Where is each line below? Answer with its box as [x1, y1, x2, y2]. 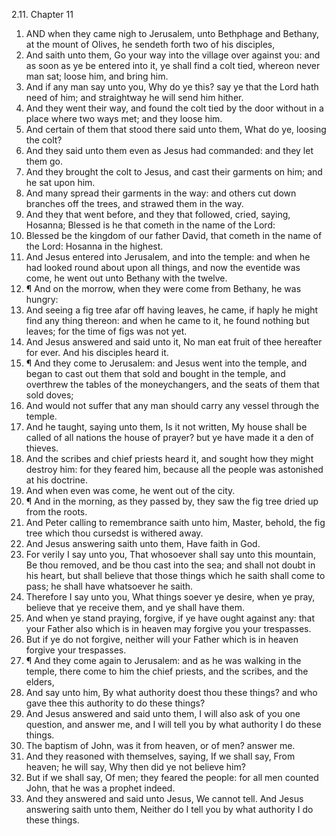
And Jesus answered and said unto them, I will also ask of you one [25, 708, 301, 719]
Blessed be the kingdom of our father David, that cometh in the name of [25, 230, 323, 241]
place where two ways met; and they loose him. [25, 113, 223, 124]
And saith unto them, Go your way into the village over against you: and [25, 49, 321, 61]
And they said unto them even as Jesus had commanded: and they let [25, 145, 314, 156]
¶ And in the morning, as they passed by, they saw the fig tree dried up [25, 495, 319, 507]
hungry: [25, 294, 59, 305]
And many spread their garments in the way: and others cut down [25, 187, 297, 199]
